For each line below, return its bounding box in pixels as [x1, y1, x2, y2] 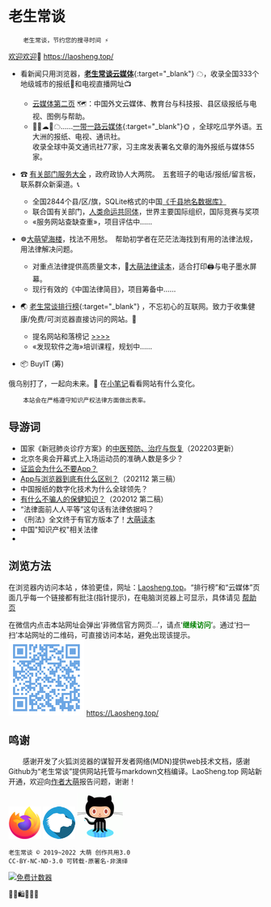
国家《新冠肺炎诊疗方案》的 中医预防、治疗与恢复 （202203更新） [19, 443, 239, 453]
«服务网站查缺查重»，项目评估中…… [32, 217, 153, 226]
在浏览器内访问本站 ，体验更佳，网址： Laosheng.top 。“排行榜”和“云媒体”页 [8, 582, 260, 592]
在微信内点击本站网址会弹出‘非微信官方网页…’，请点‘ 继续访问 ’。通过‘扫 [8, 620, 243, 630]
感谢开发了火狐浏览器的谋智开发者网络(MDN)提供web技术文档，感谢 [22, 756, 251, 767]
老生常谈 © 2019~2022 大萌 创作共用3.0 [8, 849, 131, 857]
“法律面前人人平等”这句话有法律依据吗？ [19, 504, 155, 514]
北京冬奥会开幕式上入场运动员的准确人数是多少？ [19, 453, 184, 463]
